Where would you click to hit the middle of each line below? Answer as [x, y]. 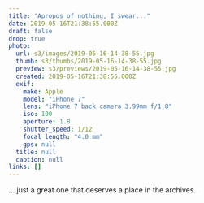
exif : [25, 84]
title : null [36, 152]
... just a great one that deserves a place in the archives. [102, 190]
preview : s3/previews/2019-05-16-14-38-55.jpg [96, 69]
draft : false [30, 31]
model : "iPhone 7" [54, 99]
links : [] [25, 167]
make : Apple [43, 91]
